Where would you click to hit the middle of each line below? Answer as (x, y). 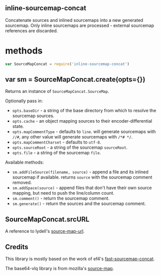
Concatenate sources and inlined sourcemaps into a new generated (74, 20)
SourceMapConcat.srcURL (47, 219)
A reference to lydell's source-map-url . (45, 231)
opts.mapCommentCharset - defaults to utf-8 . (57, 142)
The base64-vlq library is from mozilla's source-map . (60, 269)
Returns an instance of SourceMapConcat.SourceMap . (57, 91)
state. (18, 127)
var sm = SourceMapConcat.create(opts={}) (75, 80)
